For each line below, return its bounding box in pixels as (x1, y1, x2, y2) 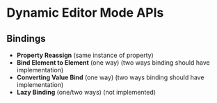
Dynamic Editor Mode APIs (6, 5, 164, 21)
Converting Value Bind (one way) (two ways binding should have (16, 73, 204, 81)
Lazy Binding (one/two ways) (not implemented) (16, 88, 156, 96)
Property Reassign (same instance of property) (16, 51, 154, 59)
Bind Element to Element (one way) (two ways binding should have (16, 58, 210, 67)
